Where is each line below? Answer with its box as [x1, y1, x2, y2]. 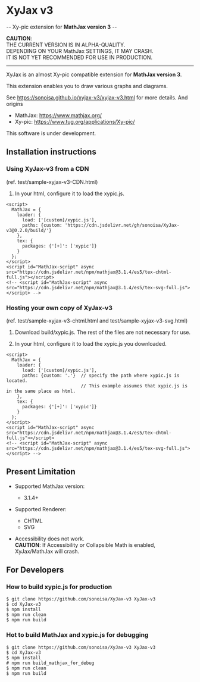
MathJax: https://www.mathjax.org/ [14, 111, 102, 119]
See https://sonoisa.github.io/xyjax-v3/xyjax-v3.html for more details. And [6, 93, 188, 101]
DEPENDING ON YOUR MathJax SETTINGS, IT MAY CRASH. [6, 47, 154, 54]
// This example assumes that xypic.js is [80, 383, 187, 389]
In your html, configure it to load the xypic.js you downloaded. [14, 340, 167, 347]
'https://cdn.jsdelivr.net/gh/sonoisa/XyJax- [64, 222, 180, 228]
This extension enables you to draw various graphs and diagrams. [6, 82, 168, 89]
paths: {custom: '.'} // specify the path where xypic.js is [21, 373, 180, 378]
